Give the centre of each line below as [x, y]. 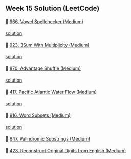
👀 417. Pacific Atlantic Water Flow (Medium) [51, 92]
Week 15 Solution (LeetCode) [52, 8]
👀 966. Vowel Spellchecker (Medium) [44, 21]
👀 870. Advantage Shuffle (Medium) [43, 68]
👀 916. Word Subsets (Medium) [38, 115]
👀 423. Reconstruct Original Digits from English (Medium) [66, 150]
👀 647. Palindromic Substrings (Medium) [48, 138]
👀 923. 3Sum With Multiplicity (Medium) [47, 45]
